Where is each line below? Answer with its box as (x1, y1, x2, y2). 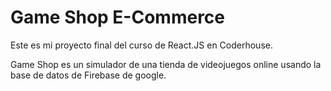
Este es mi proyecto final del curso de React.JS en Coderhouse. (10, 39, 273, 51)
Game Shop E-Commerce (10, 6, 225, 29)
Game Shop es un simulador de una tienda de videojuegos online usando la (10, 58, 322, 70)
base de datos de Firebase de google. (10, 69, 167, 81)
